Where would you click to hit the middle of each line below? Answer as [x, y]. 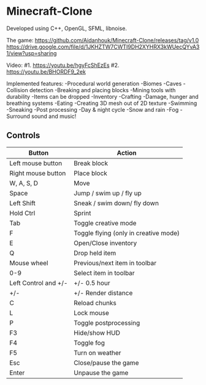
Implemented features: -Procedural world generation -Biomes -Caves [94, 84]
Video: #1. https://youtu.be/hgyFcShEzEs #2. [63, 65]
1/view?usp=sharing [32, 53]
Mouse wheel [29, 263]
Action [127, 153]
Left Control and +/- [39, 282]
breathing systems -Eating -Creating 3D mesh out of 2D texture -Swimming [102, 103]
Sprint [82, 213]
